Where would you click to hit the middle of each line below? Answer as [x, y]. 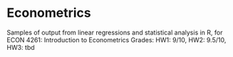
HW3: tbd [21, 47]
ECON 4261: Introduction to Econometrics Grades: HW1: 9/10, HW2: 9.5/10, [116, 39]
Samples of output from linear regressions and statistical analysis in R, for [115, 32]
